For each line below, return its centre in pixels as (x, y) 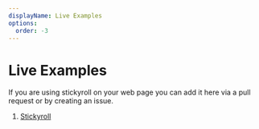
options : (23, 23)
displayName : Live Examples (55, 16)
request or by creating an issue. (61, 101)
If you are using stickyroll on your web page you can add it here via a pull (129, 92)
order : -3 (32, 30)
